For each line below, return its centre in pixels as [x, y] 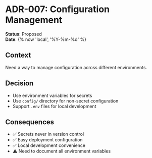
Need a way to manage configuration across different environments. [76, 67]
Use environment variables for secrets [52, 95]
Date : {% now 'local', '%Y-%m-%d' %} [46, 39]
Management [34, 20]
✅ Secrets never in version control [48, 134]
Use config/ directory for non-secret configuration [65, 101]
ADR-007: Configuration [58, 9]
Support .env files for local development [54, 106]
